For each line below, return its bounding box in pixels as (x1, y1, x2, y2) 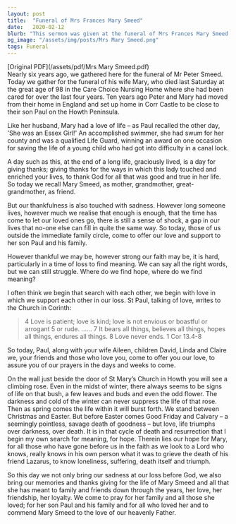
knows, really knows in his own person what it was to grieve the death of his (7, 450, 229, 458)
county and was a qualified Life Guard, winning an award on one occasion (7, 136, 223, 145)
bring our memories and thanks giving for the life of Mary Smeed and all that (7, 478, 229, 487)
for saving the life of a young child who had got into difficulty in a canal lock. (7, 144, 229, 152)
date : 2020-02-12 (7, 23, 65, 30)
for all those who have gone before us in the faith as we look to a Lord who (7, 442, 224, 451)
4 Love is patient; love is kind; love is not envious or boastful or (24, 317, 208, 326)
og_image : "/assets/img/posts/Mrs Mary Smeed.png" (7, 37, 159, 44)
